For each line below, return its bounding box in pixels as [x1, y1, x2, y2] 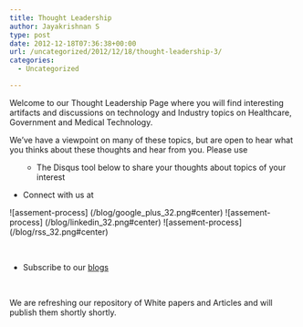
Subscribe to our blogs [22, 261, 110, 272]
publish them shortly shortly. [9, 307, 117, 318]
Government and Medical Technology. [9, 116, 153, 128]
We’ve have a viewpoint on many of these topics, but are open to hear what [9, 134, 294, 145]
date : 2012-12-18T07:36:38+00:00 [9, 38, 137, 48]
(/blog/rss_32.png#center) [9, 226, 109, 237]
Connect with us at [22, 189, 94, 200]
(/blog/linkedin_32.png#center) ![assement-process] [44, 216, 242, 227]
